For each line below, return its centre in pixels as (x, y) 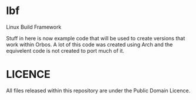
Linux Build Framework (34, 27)
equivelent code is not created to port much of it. (65, 50)
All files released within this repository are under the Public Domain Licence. (98, 90)
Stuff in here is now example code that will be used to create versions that (96, 38)
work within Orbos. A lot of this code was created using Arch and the (89, 44)
